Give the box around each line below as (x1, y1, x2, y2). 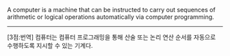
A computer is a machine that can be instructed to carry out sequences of (7, 6, 216, 13)
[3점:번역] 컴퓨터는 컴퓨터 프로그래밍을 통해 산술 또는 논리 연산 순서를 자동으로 (7, 33, 216, 41)
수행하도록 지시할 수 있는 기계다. (7, 42, 94, 49)
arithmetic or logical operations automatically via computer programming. (7, 13, 214, 21)
